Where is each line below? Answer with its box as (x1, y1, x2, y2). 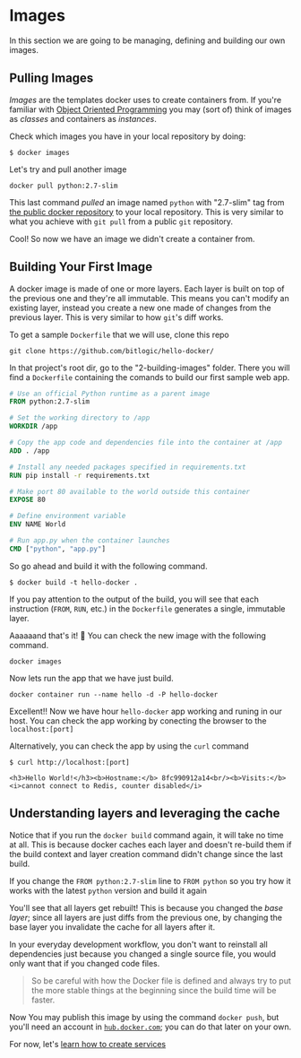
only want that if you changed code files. (9, 958, 160, 968)
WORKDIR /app (9, 422, 58, 431)
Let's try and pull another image (9, 163, 127, 175)
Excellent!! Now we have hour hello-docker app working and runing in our (9, 706, 282, 716)
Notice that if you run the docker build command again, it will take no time (9, 829, 284, 840)
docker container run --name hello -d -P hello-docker (9, 689, 219, 699)
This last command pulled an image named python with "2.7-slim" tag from (9, 196, 285, 207)
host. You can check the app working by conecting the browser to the (9, 715, 267, 726)
